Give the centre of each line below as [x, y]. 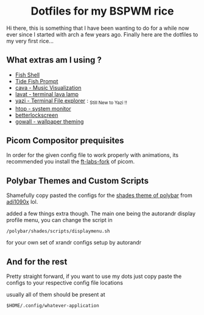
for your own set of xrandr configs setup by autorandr [74, 243]
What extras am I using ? [54, 60]
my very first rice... [30, 41]
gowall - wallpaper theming [49, 121]
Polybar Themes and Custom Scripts [78, 181]
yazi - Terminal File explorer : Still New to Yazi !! [71, 101]
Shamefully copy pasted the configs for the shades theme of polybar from [100, 195]
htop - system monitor [43, 108]
